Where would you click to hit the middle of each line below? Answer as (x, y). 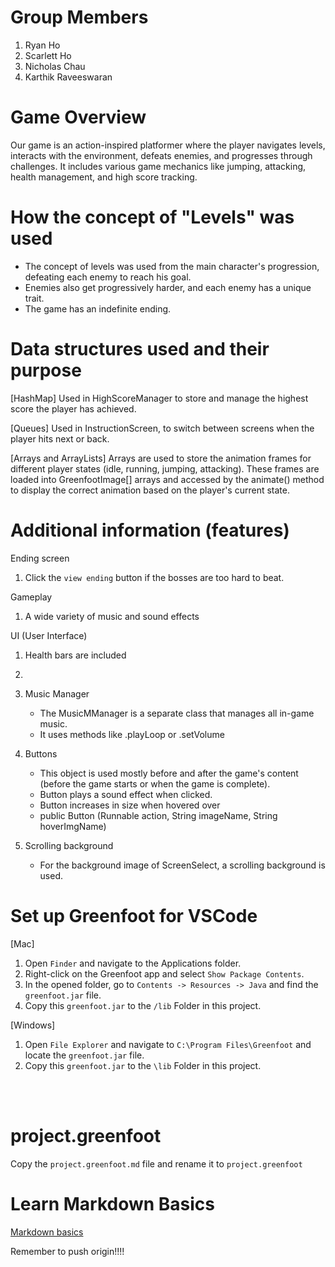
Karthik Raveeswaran (68, 77)
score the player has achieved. (73, 408)
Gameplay (31, 597)
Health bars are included (75, 655)
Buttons (41, 753)
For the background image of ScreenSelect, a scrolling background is (182, 865)
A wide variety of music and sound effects (112, 616)
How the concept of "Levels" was (152, 217)
